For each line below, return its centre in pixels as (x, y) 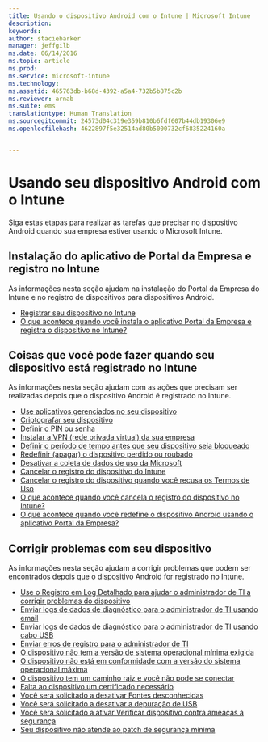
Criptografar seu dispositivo (66, 420)
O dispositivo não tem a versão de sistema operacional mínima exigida (137, 652)
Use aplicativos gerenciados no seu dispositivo (98, 411)
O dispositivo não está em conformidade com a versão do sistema (130, 661)
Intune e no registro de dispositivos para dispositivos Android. (111, 297)
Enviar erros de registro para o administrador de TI (104, 644)
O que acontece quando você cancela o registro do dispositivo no (130, 497)
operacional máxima (54, 670)
